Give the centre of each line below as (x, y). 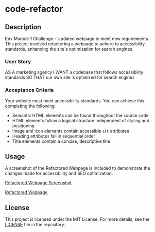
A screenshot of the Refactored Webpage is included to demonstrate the (78, 168)
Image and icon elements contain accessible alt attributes (71, 131)
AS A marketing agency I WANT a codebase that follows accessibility (74, 72)
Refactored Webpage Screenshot (38, 183)
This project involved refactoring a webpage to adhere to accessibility (75, 44)
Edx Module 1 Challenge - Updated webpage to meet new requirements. (77, 39)
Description (23, 27)
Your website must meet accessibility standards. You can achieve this (75, 100)
